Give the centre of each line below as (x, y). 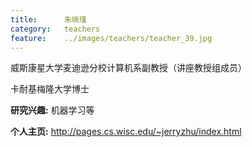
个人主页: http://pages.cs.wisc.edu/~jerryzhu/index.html (126, 132)
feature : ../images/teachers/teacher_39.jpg (111, 38)
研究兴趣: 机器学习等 (52, 110)
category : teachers (55, 29)
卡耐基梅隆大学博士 (50, 89)
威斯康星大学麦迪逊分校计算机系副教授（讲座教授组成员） (128, 68)
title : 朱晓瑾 (48, 19)
